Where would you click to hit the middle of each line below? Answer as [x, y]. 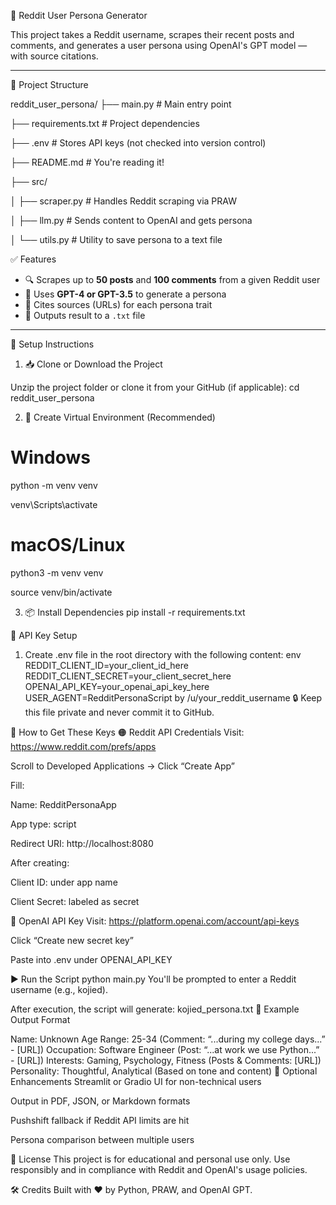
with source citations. [54, 56]
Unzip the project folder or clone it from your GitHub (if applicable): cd [155, 387]
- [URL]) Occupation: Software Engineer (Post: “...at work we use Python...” [165, 1049]
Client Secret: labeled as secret [75, 901]
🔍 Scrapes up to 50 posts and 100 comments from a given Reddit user [172, 279]
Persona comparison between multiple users [102, 1139]
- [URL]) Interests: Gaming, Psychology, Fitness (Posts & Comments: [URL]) [166, 1060]
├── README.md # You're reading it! [87, 162]
